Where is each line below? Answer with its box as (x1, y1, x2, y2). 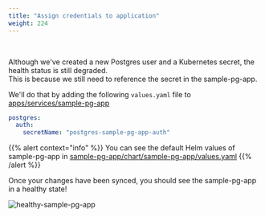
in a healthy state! (8, 184, 67, 194)
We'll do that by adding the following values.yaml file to (8, 89, 191, 99)
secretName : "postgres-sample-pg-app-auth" (22, 129, 171, 137)
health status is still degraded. (8, 65, 108, 75)
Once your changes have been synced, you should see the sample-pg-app (8, 176, 257, 186)
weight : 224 (8, 19, 48, 27)
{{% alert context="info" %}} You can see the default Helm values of (8, 143, 235, 153)
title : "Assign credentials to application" (8, 11, 160, 20)
